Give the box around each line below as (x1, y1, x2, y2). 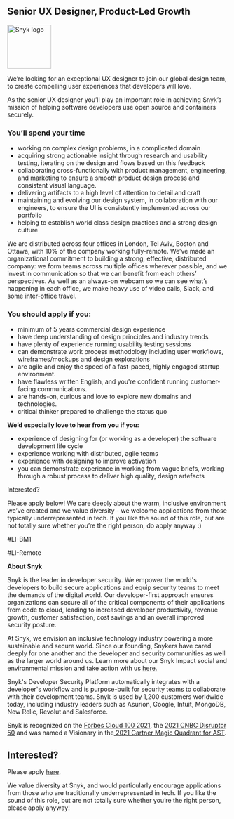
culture (17, 226, 39, 235)
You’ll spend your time (7, 128, 85, 138)
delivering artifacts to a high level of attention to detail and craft (17, 189, 201, 197)
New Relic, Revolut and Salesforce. (7, 707, 109, 716)
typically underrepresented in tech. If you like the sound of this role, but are (7, 514, 226, 523)
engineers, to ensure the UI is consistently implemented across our (17, 204, 212, 212)
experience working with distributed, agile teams (17, 450, 159, 458)
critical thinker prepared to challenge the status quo (17, 407, 167, 416)
